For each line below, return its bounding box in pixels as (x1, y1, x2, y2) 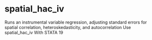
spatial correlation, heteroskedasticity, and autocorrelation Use (4, 24, 131, 30)
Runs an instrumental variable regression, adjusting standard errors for (4, 19, 147, 25)
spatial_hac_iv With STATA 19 (4, 29, 64, 35)
